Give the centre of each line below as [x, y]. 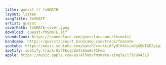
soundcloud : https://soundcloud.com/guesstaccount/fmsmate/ [68, 37]
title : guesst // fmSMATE [32, 10]
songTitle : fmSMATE [25, 19]
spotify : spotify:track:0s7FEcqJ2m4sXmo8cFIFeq [55, 50]
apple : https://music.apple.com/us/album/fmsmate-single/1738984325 [77, 55]
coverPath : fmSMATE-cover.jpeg [37, 28]
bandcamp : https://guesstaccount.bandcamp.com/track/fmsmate [69, 42]
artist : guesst [21, 23]
